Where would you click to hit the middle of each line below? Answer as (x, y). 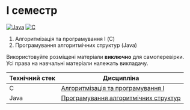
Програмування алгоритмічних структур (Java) (76, 45)
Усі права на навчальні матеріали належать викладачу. (77, 63)
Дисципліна (121, 78)
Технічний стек (32, 78)
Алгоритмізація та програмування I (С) (65, 38)
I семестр (32, 11)
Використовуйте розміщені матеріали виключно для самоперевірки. (95, 57)
